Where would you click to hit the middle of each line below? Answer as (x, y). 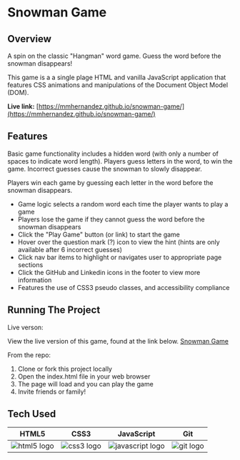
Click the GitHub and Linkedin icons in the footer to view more (109, 272)
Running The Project (54, 310)
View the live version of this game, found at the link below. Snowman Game (118, 341)
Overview (30, 39)
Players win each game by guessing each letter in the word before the (110, 182)
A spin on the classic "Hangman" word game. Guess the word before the (114, 56)
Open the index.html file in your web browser (84, 376)
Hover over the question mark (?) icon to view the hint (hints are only (119, 242)
